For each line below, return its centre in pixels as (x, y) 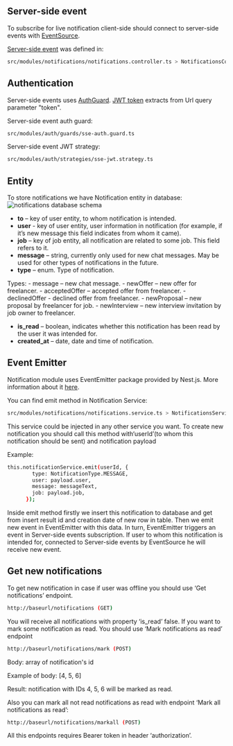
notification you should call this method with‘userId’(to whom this (100, 433)
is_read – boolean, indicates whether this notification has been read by (119, 327)
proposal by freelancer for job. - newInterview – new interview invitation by (114, 306)
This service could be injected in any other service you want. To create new (115, 426)
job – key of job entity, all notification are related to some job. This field (119, 241)
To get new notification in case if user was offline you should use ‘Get (107, 588)
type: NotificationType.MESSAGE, (80, 474)
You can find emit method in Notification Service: (77, 400)
